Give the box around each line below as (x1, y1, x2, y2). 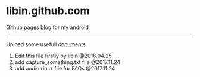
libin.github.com (6, 4, 90, 18)
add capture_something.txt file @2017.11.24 (14, 58, 121, 66)
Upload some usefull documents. (6, 40, 87, 48)
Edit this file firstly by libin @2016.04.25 (14, 52, 112, 59)
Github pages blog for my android (6, 24, 89, 31)
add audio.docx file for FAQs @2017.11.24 (14, 65, 115, 72)
